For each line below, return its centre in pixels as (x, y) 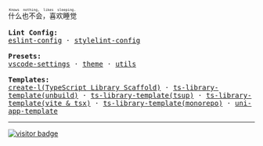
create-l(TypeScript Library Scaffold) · (89, 88)
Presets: (25, 56)
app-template (33, 111)
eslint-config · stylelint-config (74, 40)
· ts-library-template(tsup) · (142, 95)
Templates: (29, 80)
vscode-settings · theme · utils (72, 64)
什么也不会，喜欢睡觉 (42, 16)
